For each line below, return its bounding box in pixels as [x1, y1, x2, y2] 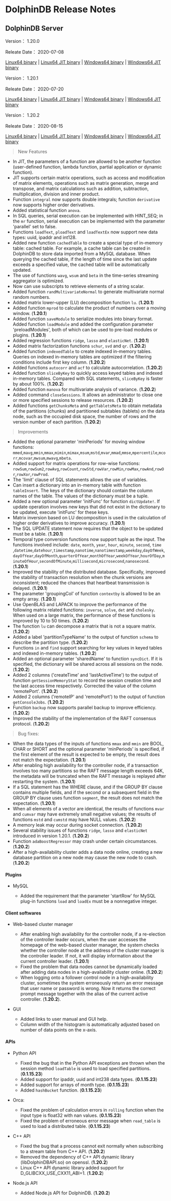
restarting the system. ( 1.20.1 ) [12, 779, 76, 784]
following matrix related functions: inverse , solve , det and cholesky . [12, 607, 156, 613]
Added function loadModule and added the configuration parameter [12, 321, 154, 327]
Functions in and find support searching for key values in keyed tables [12, 645, 162, 651]
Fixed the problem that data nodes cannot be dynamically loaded [20, 964, 157, 970]
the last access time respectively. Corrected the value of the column [12, 683, 157, 689]
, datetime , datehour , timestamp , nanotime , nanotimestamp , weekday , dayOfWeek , [12, 547, 165, 553]
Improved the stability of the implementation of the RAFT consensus [12, 715, 157, 721]
